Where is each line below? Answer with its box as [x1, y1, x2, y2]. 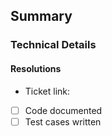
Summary [10, 8, 73, 25]
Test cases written [24, 115, 102, 128]
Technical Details [10, 38, 97, 52]
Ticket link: [24, 85, 71, 97]
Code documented [24, 104, 103, 116]
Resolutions [10, 62, 62, 74]
